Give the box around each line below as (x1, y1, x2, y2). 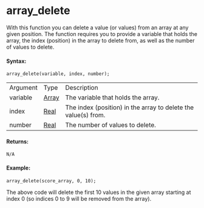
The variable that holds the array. (65, 93, 160, 102)
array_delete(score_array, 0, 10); (6, 178, 97, 184)
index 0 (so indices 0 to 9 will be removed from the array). (6, 195, 152, 202)
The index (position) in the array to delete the (65, 103, 194, 112)
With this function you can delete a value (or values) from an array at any (6, 24, 189, 31)
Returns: (6, 138, 29, 145)
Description (65, 84, 98, 92)
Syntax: (6, 57, 27, 65)
